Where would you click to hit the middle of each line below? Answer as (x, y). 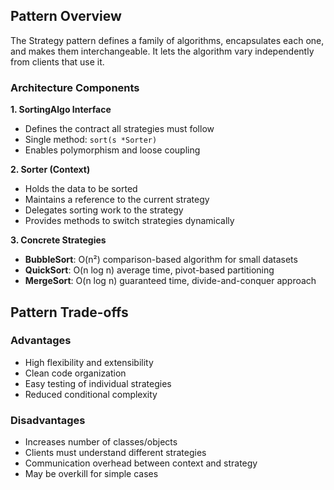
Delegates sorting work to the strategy (104, 210)
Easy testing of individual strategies (98, 383)
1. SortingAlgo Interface (61, 110)
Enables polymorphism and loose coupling (112, 150)
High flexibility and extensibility (89, 362)
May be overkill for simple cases (91, 474)
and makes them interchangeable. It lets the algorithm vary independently (162, 51)
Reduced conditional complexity (91, 394)
